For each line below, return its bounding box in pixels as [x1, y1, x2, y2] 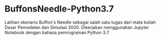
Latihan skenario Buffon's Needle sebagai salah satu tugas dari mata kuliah [4, 19, 156, 25]
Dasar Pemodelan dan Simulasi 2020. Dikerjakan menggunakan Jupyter [4, 24, 150, 30]
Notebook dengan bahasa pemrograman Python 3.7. [4, 29, 110, 35]
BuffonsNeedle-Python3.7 [4, 3, 114, 14]
